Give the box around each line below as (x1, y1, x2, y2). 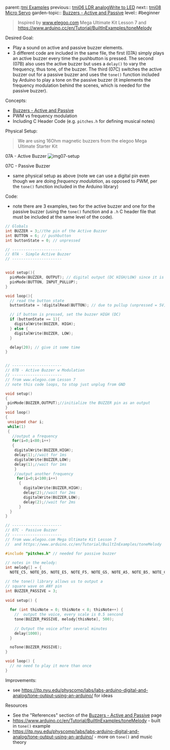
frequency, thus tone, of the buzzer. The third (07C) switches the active (12, 66, 162, 72)
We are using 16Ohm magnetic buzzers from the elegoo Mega (17, 138, 147, 144)
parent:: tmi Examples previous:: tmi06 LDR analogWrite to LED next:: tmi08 (5, 5, 161, 10)
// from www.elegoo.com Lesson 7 (5, 377, 76, 382)
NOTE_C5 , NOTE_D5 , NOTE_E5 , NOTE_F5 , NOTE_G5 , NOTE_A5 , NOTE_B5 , (10, 570, 151, 575)
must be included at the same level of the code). (12, 214, 114, 220)
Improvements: (5, 677, 37, 683)
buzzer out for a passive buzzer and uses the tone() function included (12, 72, 160, 78)
